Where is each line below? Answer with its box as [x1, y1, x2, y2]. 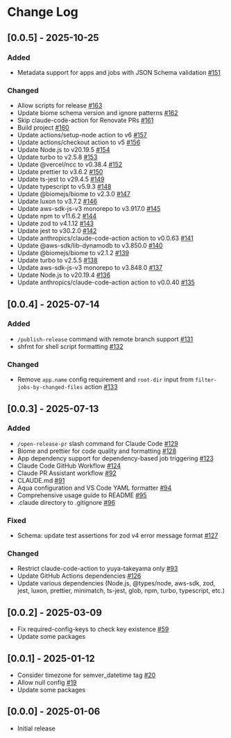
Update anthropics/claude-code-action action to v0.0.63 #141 [17, 234, 194, 243]
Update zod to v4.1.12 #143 [17, 219, 94, 228]
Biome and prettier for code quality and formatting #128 [17, 447, 177, 455]
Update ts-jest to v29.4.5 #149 [17, 175, 105, 184]
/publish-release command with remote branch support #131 [17, 334, 194, 343]
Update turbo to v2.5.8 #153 [17, 153, 98, 162]
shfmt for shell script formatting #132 [17, 342, 123, 350]
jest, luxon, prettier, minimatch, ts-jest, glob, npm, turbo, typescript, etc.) [17, 587, 225, 595]
